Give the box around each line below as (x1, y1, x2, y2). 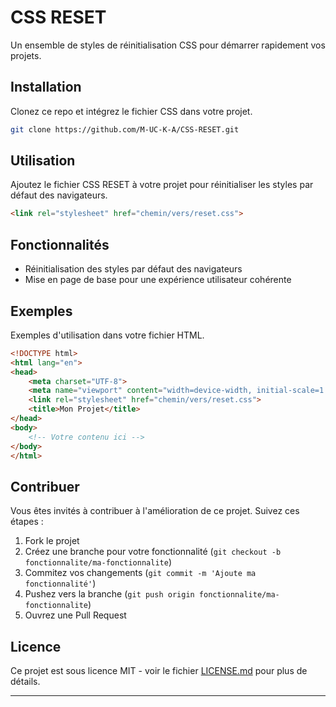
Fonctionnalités (10, 236, 110, 253)
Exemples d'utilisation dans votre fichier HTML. (10, 329, 205, 341)
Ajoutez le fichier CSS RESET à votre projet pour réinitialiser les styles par (10, 179, 314, 191)
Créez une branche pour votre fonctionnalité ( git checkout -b (24, 546, 282, 558)
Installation (10, 79, 82, 96)
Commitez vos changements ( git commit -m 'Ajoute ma (24, 567, 257, 579)
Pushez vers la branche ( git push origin (24, 588, 195, 600)
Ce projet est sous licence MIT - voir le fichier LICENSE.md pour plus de (10, 665, 308, 677)
